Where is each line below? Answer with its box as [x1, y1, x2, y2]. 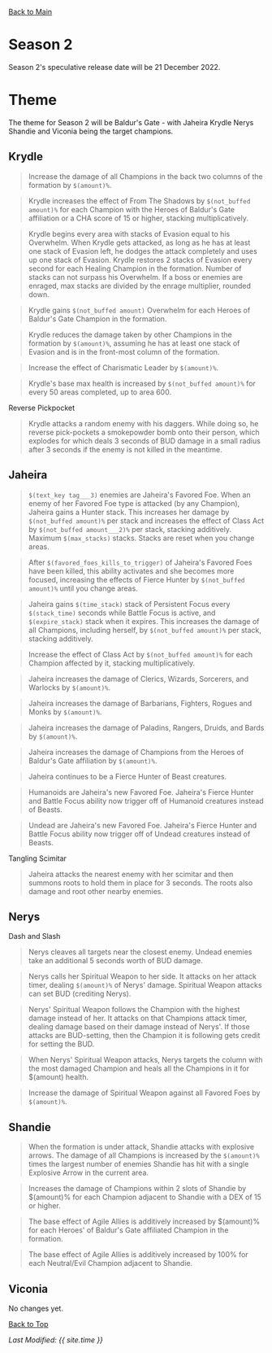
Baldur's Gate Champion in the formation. [28, 313, 167, 324]
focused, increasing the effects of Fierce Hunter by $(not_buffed [28, 574, 245, 584]
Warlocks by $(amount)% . [28, 683, 111, 692]
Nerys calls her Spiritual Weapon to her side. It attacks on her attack [28, 971, 257, 981]
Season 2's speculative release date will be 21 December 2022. [8, 62, 221, 72]
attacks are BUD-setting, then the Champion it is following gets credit [28, 1031, 261, 1041]
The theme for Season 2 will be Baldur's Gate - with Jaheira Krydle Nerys [8, 117, 254, 127]
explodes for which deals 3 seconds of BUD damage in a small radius [28, 435, 261, 446]
